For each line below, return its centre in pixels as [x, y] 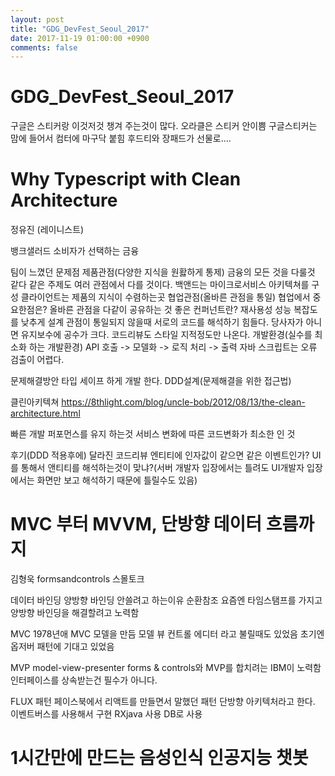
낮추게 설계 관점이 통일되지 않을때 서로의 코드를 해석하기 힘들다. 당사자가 [162, 322]
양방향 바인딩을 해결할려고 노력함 [75, 613]
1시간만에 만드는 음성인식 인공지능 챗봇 [159, 758]
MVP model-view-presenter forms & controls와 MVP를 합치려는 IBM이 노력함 [166, 668]
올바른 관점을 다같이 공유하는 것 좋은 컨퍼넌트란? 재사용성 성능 [170, 310]
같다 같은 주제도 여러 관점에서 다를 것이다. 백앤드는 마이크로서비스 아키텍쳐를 [160, 285]
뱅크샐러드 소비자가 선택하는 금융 [75, 251]
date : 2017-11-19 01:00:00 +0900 [80, 38]
